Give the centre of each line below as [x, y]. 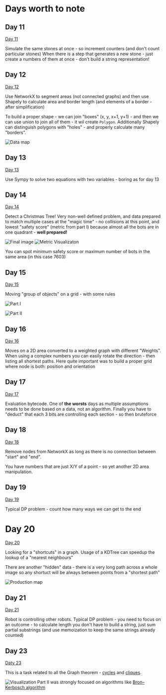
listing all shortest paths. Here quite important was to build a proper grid [79, 361]
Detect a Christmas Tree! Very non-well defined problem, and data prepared [83, 216]
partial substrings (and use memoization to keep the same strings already [80, 630]
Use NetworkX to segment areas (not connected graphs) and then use [77, 96]
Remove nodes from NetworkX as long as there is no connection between [81, 451]
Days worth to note [45, 9]
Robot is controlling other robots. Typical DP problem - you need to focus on [83, 619]
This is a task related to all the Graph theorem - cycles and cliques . [73, 673]
